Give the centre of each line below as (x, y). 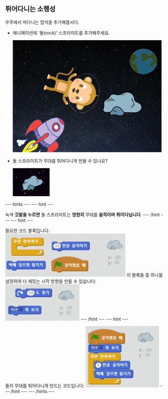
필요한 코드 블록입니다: (27, 230)
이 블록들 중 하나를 (145, 275)
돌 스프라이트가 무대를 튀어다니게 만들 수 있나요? (60, 161)
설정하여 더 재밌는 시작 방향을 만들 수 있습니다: (51, 281)
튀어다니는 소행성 (30, 9)
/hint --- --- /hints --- (32, 391)
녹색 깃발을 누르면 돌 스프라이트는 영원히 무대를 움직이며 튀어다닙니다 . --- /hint (82, 214)
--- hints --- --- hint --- (29, 204)
